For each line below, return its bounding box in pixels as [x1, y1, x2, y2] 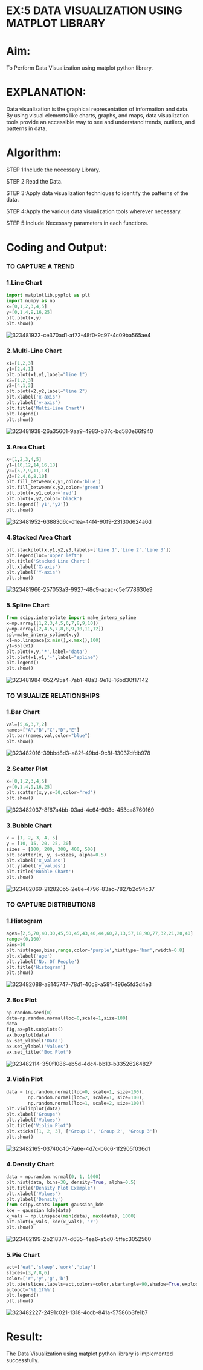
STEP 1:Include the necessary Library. [6, 166, 101, 173]
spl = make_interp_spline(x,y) [6, 632, 80, 638]
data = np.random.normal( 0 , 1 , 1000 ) [6, 1174, 101, 1180]
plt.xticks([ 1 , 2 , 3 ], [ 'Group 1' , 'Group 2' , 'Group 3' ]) [6, 1128, 158, 1134]
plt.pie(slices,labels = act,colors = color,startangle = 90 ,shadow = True [6, 1281, 180, 1287]
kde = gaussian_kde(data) [6, 1208, 71, 1214]
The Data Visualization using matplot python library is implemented [6, 1350, 173, 1357]
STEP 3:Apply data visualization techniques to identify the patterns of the [6, 190, 188, 197]
